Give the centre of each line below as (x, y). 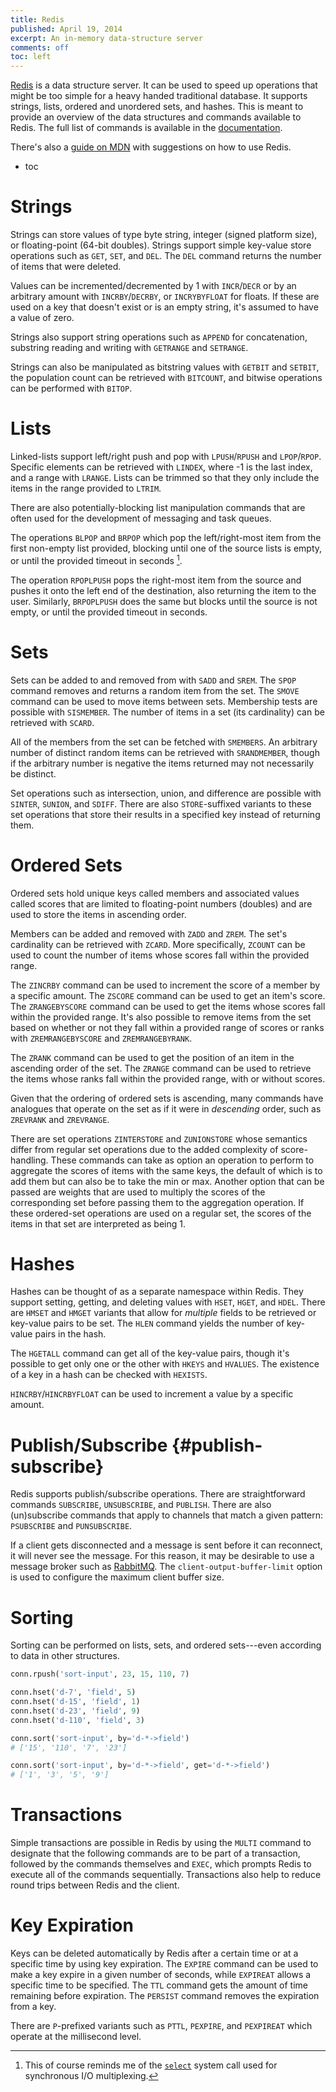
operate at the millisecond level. (76, 2037)
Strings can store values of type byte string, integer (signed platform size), (164, 235)
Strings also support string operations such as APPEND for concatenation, (159, 337)
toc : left (31, 57)
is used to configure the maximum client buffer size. (117, 1577)
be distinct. (33, 773)
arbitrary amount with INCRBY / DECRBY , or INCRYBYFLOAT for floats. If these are (165, 297)
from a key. (33, 2007)
